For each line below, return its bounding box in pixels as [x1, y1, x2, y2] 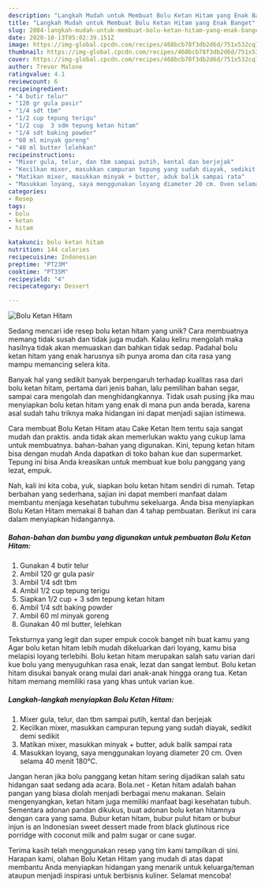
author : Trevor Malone [8, 63, 83, 71]
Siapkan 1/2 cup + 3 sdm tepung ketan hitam [19, 595, 166, 604]
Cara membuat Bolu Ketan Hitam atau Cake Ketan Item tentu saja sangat [8, 423, 243, 434]
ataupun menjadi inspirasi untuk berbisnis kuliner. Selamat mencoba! [8, 871, 232, 880]
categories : [8, 187, 47, 196]
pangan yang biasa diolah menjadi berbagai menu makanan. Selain [8, 789, 226, 798]
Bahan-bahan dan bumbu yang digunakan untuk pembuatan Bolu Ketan [8, 532, 252, 542]
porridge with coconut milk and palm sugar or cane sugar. [8, 830, 197, 840]
